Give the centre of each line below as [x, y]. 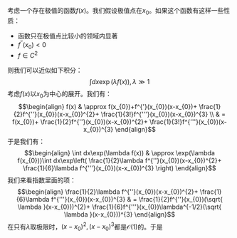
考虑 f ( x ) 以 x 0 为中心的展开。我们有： [60, 94]
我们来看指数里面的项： [42, 180]
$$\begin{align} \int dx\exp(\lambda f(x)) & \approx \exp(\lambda [120, 152]
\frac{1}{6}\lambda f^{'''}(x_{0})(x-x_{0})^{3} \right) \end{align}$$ [120, 168]
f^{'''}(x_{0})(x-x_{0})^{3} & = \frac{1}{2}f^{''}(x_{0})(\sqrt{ [137, 199]
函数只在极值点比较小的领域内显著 [68, 36]
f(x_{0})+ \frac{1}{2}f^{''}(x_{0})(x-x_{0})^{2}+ [80, 121]
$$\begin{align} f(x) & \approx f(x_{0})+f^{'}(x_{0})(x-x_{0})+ [108, 106]
